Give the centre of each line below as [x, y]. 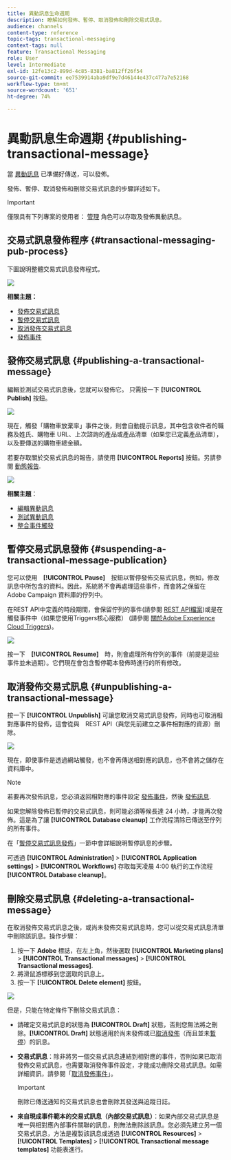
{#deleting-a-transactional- [133, 899]
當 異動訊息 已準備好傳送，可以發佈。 [60, 173]
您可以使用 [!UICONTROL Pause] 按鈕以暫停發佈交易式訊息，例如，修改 [113, 578]
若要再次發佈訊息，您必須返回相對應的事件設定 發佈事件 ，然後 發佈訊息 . [109, 797]
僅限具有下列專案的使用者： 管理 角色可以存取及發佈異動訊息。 [96, 216]
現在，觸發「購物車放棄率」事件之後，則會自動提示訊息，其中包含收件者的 [112, 425]
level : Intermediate [37, 65]
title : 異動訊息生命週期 [38, 13]
